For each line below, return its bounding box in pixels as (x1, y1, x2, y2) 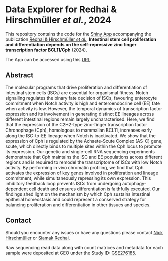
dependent (5, 186, 28, 192)
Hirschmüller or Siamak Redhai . (5, 235, 70, 241)
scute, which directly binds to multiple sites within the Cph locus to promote (5, 143, 162, 149)
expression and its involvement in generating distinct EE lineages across (5, 111, 154, 117)
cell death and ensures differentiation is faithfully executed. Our (29, 186, 160, 192)
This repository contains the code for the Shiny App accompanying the (5, 31, 152, 37)
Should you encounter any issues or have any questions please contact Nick (5, 229, 163, 235)
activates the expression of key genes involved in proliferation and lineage (5, 170, 159, 176)
